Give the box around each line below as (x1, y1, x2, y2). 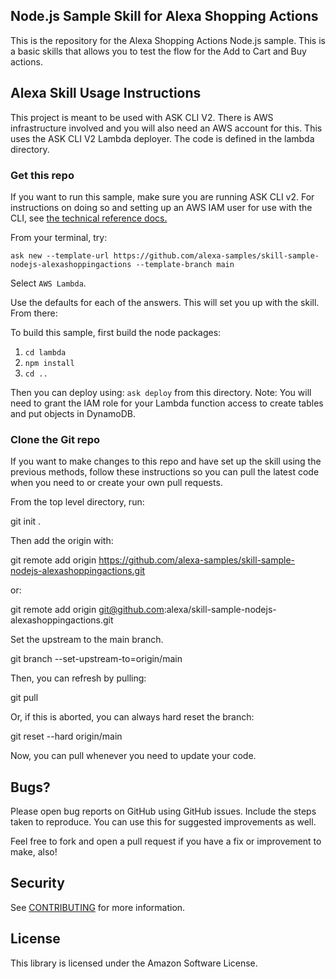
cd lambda (24, 347, 67, 358)
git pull (10, 692, 39, 704)
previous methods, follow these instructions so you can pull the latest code (10, 466, 320, 478)
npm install (24, 358, 75, 368)
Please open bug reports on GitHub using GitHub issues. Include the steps (10, 805, 317, 818)
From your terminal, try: (10, 231, 108, 243)
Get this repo (10, 168, 75, 182)
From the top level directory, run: (10, 496, 145, 508)
